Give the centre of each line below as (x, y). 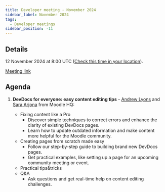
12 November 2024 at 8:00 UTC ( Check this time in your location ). (74, 61)
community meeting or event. (58, 163)
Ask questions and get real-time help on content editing (86, 179)
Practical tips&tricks (41, 168)
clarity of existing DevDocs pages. (64, 125)
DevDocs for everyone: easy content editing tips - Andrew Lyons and (86, 99)
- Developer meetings (33, 24)
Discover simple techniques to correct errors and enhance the (93, 120)
